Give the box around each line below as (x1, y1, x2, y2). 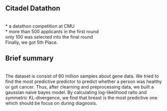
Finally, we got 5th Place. (5, 39, 58, 45)
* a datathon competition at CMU (5, 23, 75, 29)
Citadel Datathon (5, 4, 60, 13)
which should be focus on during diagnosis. (5, 100, 98, 106)
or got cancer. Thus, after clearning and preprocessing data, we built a (5, 84, 154, 90)
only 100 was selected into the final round (5, 34, 93, 40)
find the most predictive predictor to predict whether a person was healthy (5, 78, 162, 85)
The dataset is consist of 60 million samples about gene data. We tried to (5, 73, 159, 79)
